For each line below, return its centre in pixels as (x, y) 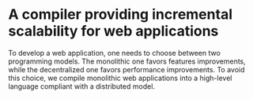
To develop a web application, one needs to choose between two (115, 53)
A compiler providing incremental (121, 15)
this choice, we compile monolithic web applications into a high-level (120, 78)
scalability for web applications (113, 31)
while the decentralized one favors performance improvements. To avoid (126, 69)
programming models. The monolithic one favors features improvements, (127, 61)
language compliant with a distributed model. (82, 86)
